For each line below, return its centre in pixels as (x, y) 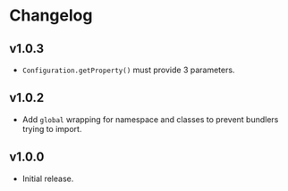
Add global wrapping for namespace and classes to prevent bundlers (150, 119)
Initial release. (48, 179)
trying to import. (52, 129)
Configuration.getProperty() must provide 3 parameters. (128, 70)
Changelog (51, 16)
